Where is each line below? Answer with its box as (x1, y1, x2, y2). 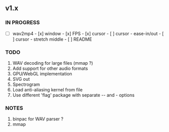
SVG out (12, 76, 30, 82)
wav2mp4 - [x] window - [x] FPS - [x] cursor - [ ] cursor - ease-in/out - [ (12, 30, 164, 37)
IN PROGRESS (5, 19, 40, 26)
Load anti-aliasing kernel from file (12, 87, 83, 93)
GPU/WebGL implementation (12, 71, 72, 77)
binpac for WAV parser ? (12, 116, 64, 122)
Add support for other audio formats (12, 65, 88, 72)
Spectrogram (12, 81, 40, 87)
